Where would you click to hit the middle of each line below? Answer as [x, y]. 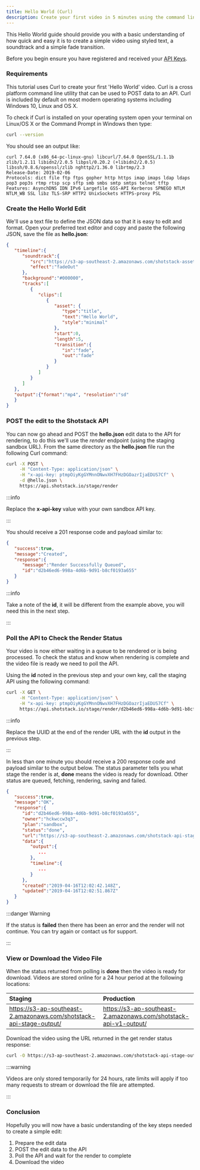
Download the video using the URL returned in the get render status [89, 1038]
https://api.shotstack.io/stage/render [69, 486]
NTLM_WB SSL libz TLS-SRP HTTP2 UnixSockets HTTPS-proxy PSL [84, 193]
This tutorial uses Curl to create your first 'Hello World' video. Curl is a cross [100, 86]
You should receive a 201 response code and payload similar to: [84, 532]
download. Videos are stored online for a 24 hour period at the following [95, 977]
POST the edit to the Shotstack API [57, 421]
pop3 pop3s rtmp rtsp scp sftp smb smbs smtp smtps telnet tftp [87, 183]
